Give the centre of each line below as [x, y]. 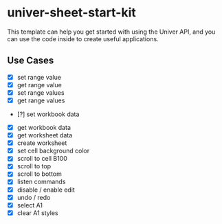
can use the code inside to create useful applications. [83, 38]
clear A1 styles [37, 213]
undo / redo [34, 197]
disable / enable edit [46, 190]
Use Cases [31, 61]
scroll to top [34, 166]
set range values [41, 92]
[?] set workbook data [48, 114]
